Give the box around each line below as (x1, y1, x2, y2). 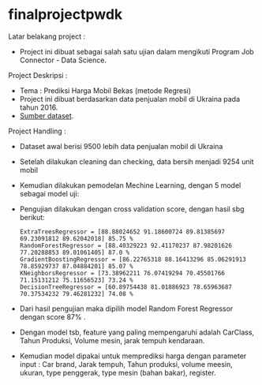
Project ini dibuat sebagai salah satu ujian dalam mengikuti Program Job (19, 47, 254, 56)
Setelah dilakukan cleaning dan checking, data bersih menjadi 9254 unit (19, 156, 254, 166)
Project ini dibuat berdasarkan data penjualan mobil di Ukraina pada (19, 94, 241, 103)
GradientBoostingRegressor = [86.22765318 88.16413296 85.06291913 (19, 255, 246, 264)
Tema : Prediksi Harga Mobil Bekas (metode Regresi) (19, 85, 192, 95)
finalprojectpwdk (8, 6, 123, 24)
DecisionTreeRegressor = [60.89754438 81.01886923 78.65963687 (19, 282, 233, 291)
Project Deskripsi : (8, 70, 68, 80)
